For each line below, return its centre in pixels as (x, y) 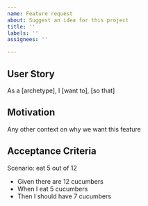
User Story (31, 74)
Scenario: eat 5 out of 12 (42, 168)
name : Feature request (40, 14)
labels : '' (23, 33)
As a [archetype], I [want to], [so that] (61, 90)
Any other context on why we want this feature (74, 129)
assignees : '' (28, 40)
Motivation (31, 112)
